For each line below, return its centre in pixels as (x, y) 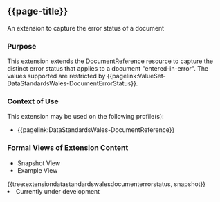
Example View (37, 170)
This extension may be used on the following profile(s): (85, 117)
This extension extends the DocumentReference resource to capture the (110, 61)
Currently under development (58, 191)
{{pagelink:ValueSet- (136, 76)
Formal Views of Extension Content (68, 148)
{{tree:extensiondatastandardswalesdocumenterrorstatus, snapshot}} (107, 184)
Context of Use (33, 101)
